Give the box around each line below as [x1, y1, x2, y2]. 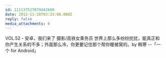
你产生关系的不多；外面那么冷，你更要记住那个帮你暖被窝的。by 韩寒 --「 [5, 42, 157, 48]
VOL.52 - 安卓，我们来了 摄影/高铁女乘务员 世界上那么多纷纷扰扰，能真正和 [5, 35, 160, 41]
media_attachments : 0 [5, 21, 50, 26]
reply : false [5, 16, 32, 21]
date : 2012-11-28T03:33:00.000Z [5, 12, 72, 17]
